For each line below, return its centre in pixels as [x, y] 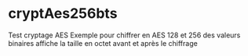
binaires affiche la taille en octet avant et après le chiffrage [103, 43]
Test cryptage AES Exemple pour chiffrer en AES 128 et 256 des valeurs [124, 35]
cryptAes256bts [63, 14]
